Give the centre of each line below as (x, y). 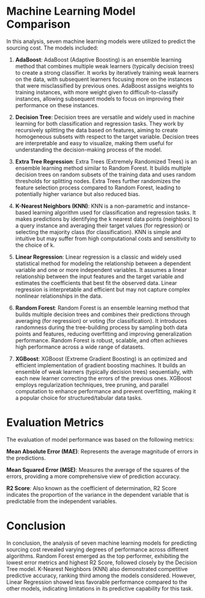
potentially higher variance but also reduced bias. (78, 194)
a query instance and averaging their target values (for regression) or (102, 225)
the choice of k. (35, 245)
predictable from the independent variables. (62, 501)
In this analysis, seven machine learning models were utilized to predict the (101, 41)
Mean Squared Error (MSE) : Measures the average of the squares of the (98, 469)
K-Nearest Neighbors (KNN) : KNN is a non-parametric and (90, 206)
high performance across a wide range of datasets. (80, 347)
